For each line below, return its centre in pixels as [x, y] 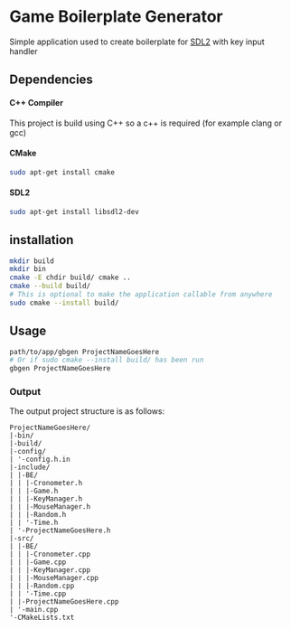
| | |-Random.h [38, 515]
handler [23, 51]
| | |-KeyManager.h [46, 499]
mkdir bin [28, 269]
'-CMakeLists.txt [42, 618]
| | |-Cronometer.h [46, 483]
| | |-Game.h [34, 491]
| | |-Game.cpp [38, 562]
